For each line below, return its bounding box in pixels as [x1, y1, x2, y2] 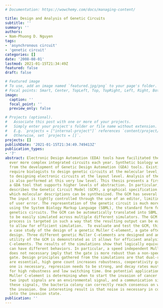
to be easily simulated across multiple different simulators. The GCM [9, 215, 158, 219]
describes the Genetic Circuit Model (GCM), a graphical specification [9, 187, 158, 192]
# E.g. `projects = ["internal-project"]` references [5, 128, 120, 133]
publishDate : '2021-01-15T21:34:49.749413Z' [5, 142, 97, 147]
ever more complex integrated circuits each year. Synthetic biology [9, 160, 153, 165]
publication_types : [5, 146, 45, 151]
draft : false [5, 70, 32, 75]
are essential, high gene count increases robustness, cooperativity [9, 260, 153, 265]
